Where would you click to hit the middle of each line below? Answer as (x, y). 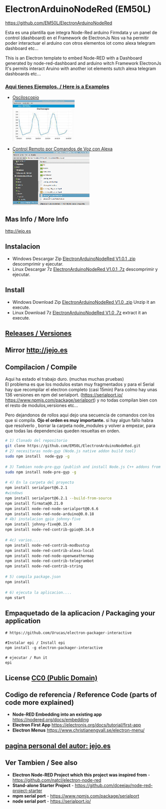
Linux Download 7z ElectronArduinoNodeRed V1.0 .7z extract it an (80, 312)
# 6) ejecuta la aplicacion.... (38, 592)
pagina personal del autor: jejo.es (58, 746)
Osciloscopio (26, 97)
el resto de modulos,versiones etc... (42, 405)
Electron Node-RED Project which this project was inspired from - (81, 775)
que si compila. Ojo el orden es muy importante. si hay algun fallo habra (79, 420)
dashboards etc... (23, 73)
